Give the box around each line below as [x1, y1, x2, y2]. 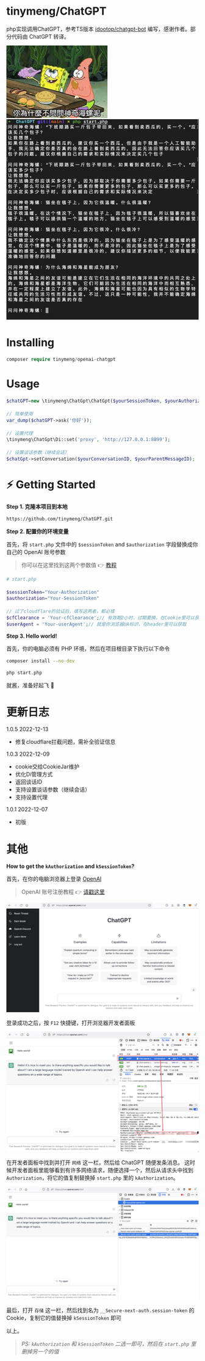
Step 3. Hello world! [6, 632, 57, 640]
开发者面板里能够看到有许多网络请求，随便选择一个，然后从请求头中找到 [11, 1167, 193, 1174]
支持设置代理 [15, 794, 48, 801]
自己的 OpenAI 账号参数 [6, 548, 66, 555]
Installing [6, 335, 55, 349]
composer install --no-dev [6, 658, 75, 664]
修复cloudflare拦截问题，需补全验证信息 [15, 738, 116, 746]
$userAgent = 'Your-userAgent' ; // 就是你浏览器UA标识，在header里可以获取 [6, 621, 187, 627]
